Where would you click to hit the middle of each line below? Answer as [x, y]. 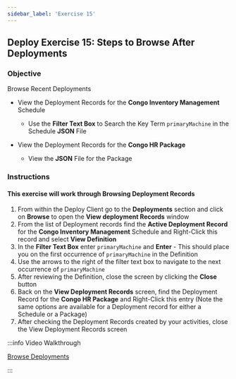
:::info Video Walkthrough [44, 343]
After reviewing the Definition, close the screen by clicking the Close [117, 277]
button [27, 284]
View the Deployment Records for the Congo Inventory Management [118, 102]
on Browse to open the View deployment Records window [103, 217]
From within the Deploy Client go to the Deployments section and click [120, 210]
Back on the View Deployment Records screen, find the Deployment [117, 292]
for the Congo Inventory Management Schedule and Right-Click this [118, 232]
